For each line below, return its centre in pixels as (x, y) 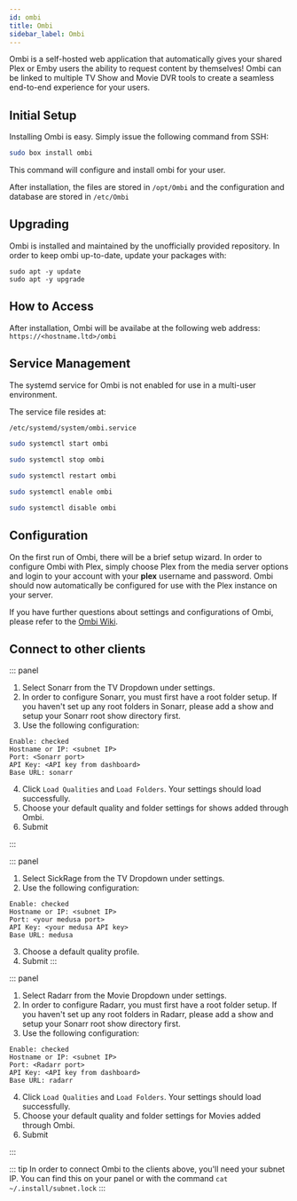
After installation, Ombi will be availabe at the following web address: (135, 328)
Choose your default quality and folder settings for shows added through (155, 808)
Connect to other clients (78, 649)
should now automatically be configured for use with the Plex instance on (143, 585)
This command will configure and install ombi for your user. (117, 170)
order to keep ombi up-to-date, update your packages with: (118, 255)
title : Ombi (31, 26)
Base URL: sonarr (41, 773)
